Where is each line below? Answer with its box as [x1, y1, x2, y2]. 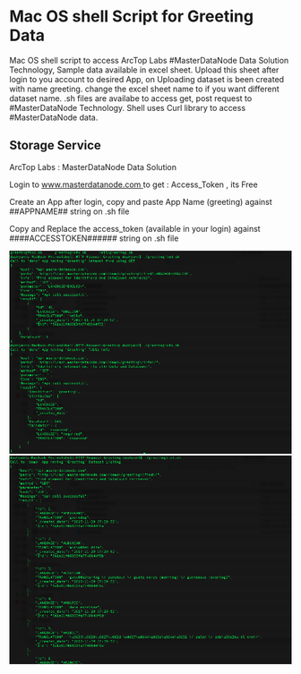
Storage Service [9, 138, 101, 153]
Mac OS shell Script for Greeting [9, 6, 254, 27]
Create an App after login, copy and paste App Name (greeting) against [9, 196, 273, 207]
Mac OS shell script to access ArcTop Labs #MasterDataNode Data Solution [9, 55, 289, 65]
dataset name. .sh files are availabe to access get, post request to [9, 92, 253, 104]
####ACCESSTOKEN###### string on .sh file [9, 233, 179, 243]
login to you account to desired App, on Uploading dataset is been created [9, 73, 285, 84]
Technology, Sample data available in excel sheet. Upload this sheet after [9, 64, 279, 75]
